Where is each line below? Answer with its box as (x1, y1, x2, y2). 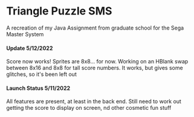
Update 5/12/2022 (6, 44, 53, 52)
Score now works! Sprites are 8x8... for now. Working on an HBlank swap (6, 58, 189, 65)
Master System (6, 30, 44, 37)
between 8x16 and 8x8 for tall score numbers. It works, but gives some (6, 65, 183, 72)
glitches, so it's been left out (6, 71, 77, 78)
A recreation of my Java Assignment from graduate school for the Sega (6, 24, 184, 31)
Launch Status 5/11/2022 (6, 84, 71, 92)
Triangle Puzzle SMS (6, 4, 112, 18)
